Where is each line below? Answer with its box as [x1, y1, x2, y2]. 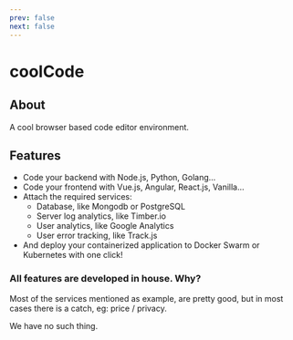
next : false [9, 22, 55, 31]
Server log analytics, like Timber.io [36, 211, 167, 222]
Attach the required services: [22, 191, 132, 202]
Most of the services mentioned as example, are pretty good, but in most [9, 293, 284, 304]
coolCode [9, 61, 85, 82]
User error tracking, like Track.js [36, 230, 158, 242]
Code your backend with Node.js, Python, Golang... [22, 172, 216, 183]
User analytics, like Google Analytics [36, 221, 174, 232]
